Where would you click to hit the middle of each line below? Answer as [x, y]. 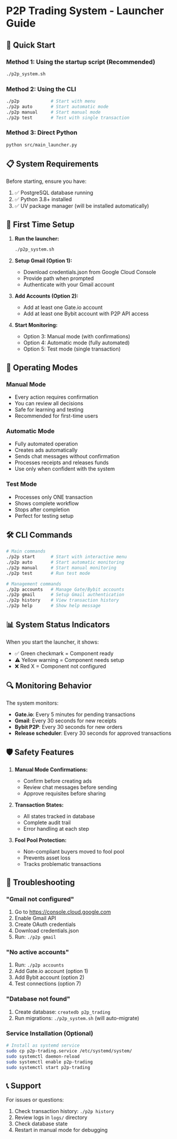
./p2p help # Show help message [53, 606]
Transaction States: [39, 805]
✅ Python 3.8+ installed [43, 199]
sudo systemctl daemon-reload [43, 1056]
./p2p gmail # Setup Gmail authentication [65, 595]
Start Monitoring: [36, 325]
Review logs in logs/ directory [51, 1118]
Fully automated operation [46, 444]
